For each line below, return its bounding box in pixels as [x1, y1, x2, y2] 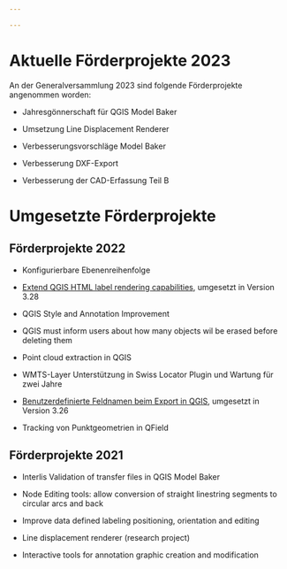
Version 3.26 [21, 404, 69, 416]
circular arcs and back [21, 497, 104, 509]
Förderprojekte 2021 [9, 448, 124, 463]
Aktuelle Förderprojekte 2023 [9, 50, 231, 71]
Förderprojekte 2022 [9, 241, 126, 257]
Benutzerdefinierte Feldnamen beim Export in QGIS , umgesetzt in [21, 396, 260, 406]
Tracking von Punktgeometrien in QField [21, 422, 170, 433]
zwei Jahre [21, 378, 63, 389]
